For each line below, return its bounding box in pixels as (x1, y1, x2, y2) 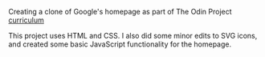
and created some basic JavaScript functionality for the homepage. (8, 39, 232, 49)
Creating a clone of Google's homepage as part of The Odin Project (8, 7, 232, 16)
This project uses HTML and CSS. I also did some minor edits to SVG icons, (8, 31, 258, 40)
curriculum (8, 15, 44, 25)
